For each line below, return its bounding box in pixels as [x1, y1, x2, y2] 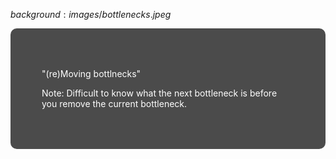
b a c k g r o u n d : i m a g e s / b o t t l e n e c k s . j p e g [10, 9, 172, 20]
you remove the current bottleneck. [41, 98, 188, 109]
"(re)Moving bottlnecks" [41, 68, 142, 79]
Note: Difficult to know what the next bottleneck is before [41, 87, 278, 99]
